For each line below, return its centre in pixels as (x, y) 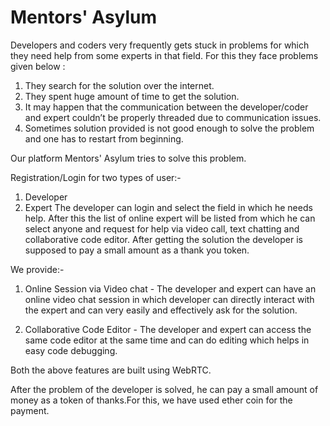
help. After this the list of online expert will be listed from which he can (170, 218)
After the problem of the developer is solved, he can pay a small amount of (164, 389)
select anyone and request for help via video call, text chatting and (162, 228)
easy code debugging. (71, 350)
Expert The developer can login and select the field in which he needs (168, 207)
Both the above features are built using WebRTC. (111, 370)
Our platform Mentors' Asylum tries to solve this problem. (128, 158)
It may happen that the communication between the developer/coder (166, 107)
